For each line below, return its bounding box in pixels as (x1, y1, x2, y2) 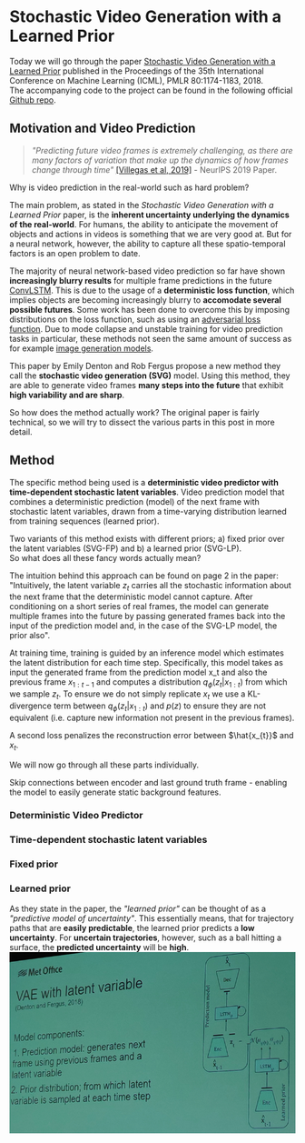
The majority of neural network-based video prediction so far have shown (9, 266, 286, 276)
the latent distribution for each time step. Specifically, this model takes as (9, 657, 284, 668)
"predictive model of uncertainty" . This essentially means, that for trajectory (9, 912, 295, 924)
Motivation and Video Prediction (9, 121, 196, 136)
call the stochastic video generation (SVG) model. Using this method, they (9, 370, 290, 381)
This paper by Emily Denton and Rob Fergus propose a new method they (9, 360, 281, 371)
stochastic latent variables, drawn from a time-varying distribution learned (9, 506, 288, 516)
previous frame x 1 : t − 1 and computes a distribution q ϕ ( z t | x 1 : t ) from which (9, 677, 288, 690)
